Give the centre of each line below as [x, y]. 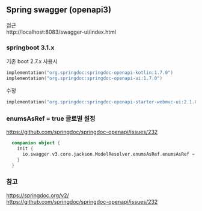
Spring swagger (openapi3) [59, 10]
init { [25, 148]
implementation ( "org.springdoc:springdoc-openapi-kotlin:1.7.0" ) [90, 73]
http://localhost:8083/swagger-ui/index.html [61, 32]
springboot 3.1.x [30, 47]
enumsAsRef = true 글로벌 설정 [51, 118]
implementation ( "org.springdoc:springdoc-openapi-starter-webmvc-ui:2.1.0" [103, 102]
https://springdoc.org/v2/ [38, 195]
